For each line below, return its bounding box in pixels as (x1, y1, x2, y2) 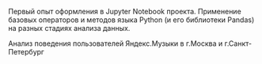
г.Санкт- (224, 39, 252, 48)
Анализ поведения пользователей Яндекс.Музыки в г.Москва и (8, 39, 223, 48)
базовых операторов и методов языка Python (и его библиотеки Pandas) (8, 15, 255, 24)
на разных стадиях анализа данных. (8, 24, 131, 32)
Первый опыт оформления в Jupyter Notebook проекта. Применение (8, 7, 241, 16)
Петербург (8, 47, 45, 56)
